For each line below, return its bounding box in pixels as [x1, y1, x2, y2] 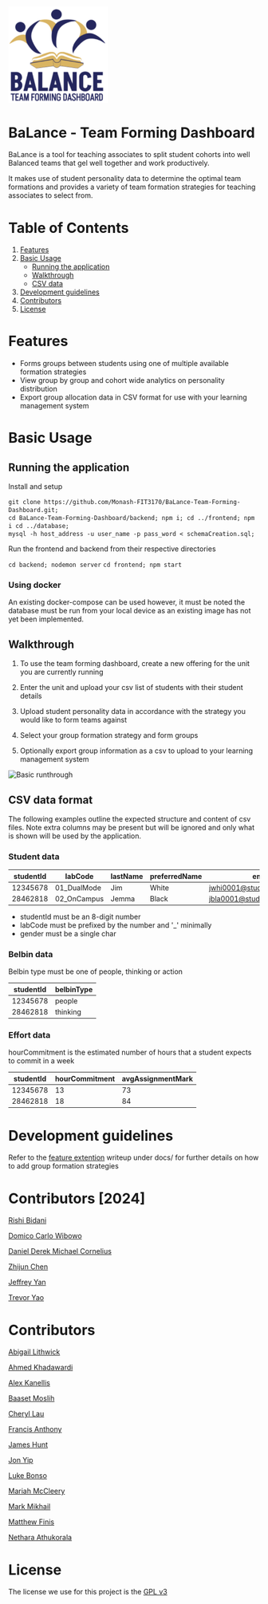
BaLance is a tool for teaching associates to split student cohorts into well [8, 150, 250, 160]
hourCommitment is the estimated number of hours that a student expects [8, 1047, 252, 1057]
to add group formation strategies [8, 1161, 120, 1171]
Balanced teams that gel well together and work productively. [8, 158, 210, 168]
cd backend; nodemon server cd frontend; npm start [8, 561, 182, 569]
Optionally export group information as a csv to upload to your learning [19, 746, 254, 755]
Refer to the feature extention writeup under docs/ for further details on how [8, 1153, 259, 1162]
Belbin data [8, 948, 53, 960]
